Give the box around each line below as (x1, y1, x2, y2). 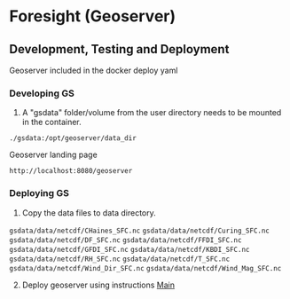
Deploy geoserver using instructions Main (21, 279, 176, 290)
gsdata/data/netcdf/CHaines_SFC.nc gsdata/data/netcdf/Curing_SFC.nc (9, 226, 270, 235)
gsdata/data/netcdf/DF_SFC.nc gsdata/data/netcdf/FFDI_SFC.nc (9, 235, 242, 245)
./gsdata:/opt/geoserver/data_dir (9, 134, 137, 143)
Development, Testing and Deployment (9, 42, 230, 57)
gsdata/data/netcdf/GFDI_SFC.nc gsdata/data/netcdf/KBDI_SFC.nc (9, 245, 250, 254)
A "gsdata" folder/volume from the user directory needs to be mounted (21, 107, 282, 118)
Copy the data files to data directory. (21, 207, 157, 218)
